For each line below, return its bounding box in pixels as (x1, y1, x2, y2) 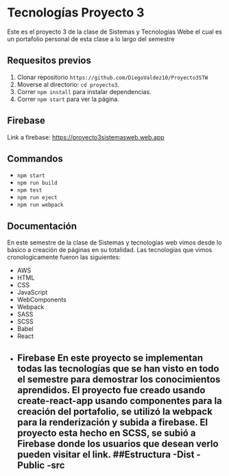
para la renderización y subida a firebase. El (16, 416, 208, 428)
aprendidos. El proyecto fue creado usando (16, 384, 206, 396)
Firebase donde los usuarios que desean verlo (16, 438, 219, 449)
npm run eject (16, 194, 58, 201)
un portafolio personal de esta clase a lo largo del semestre (7, 34, 175, 43)
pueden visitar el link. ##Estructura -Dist (16, 449, 195, 460)
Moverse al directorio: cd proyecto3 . (16, 80, 120, 89)
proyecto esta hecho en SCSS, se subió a (16, 427, 196, 439)
